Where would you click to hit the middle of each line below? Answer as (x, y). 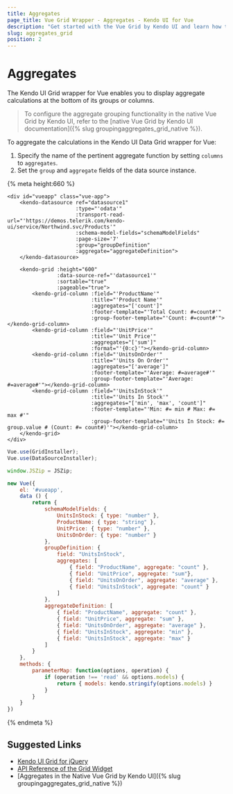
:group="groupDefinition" (113, 245)
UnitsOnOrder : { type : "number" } (106, 535)
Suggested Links (44, 744)
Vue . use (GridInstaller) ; (43, 452)
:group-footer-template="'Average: (143, 379)
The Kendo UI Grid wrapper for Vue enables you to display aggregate (106, 93)
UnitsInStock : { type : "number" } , (108, 516)
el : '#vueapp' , (42, 490)
